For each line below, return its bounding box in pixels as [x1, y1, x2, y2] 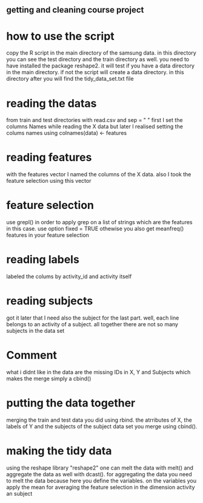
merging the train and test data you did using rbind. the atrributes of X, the [6, 416, 192, 423]
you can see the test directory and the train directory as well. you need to [6, 56, 190, 63]
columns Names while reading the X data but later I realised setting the [6, 123, 184, 130]
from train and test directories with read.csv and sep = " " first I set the [6, 117, 183, 124]
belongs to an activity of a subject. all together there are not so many [6, 321, 179, 328]
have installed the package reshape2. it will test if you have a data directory [6, 62, 195, 69]
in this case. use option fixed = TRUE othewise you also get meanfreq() [6, 225, 184, 233]
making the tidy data [6, 444, 112, 458]
